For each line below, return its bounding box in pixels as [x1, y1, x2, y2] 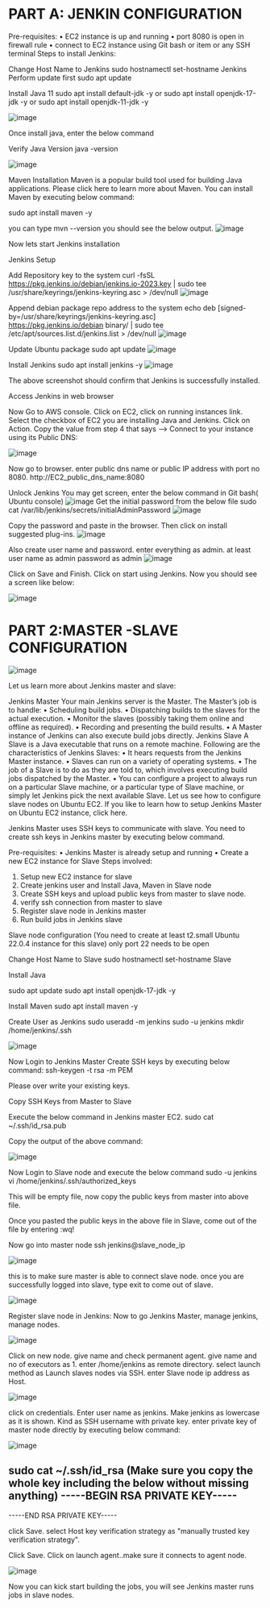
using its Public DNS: [8, 432, 78, 442]
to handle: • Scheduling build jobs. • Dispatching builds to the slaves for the [8, 704, 260, 714]
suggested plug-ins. [8, 529, 75, 538]
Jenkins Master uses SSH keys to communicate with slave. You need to [8, 823, 246, 833]
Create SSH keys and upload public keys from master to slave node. [19, 888, 247, 899]
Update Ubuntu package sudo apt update [8, 344, 147, 354]
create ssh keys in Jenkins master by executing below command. [8, 832, 226, 841]
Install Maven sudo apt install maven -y [8, 1001, 139, 1011]
